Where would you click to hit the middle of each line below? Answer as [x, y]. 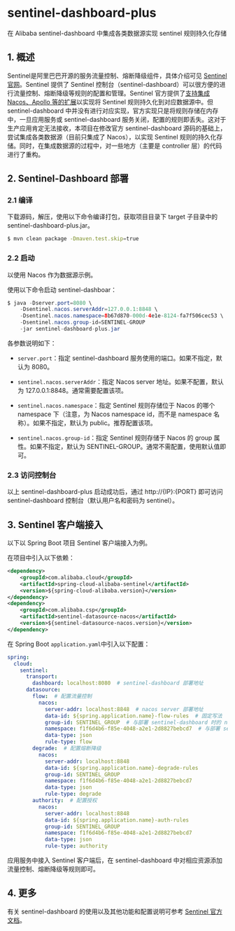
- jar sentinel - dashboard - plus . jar [70, 329]
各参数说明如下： [32, 343]
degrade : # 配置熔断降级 [67, 749]
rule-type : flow [68, 742]
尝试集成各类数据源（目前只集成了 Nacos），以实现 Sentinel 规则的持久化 [112, 137]
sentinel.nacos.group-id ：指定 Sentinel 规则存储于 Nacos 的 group [115, 437]
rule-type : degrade [73, 794]
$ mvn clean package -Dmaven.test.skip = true [73, 239]
